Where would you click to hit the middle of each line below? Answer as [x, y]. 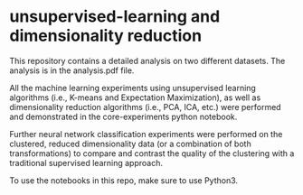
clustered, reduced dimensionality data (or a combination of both [130, 144]
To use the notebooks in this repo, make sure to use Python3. [123, 180]
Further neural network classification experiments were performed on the [146, 134]
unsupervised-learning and [115, 17]
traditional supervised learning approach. [86, 162]
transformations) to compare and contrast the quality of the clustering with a [152, 153]
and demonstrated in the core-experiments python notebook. [123, 116]
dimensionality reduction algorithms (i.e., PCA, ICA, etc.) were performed [146, 107]
